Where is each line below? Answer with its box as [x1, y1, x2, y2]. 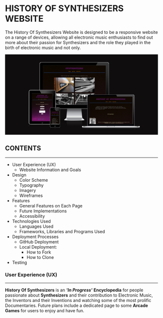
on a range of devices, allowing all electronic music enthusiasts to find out [5, 34, 153, 40]
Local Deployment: [19, 244, 57, 250]
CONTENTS [5, 144, 41, 153]
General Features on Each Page [19, 203, 82, 208]
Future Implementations [19, 208, 67, 214]
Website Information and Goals [19, 167, 81, 173]
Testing [12, 259, 28, 265]
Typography [19, 182, 44, 188]
